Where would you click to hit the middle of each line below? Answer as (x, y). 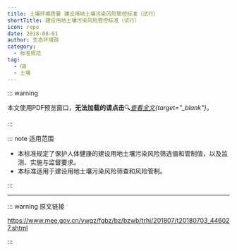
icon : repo (23, 27)
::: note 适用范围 (31, 138)
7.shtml (18, 228)
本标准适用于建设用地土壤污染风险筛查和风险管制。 (92, 171)
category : (22, 47)
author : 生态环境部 (33, 40)
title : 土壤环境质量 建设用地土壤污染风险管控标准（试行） (83, 14)
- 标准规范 (28, 54)
